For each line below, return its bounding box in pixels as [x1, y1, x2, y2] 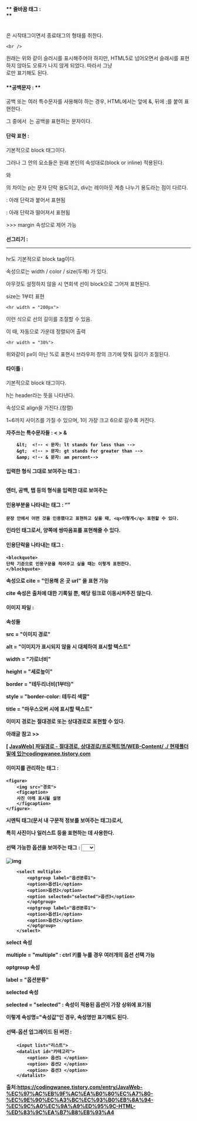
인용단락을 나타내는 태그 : [6, 541, 64, 548]
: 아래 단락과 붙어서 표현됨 [6, 196, 66, 203]
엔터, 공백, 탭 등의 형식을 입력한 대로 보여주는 [6, 487, 108, 494]
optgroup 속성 [6, 964, 40, 971]
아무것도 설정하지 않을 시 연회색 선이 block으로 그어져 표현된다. [6, 280, 151, 287]
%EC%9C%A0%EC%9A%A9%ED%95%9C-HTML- [6, 1103, 136, 1110]
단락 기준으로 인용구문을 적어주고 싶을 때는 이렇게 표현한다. [6, 560, 132, 567]
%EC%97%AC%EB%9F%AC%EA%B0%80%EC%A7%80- [6, 1091, 154, 1098]
